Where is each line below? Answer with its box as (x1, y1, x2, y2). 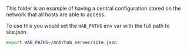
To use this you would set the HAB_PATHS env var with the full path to (6, 23, 170, 29)
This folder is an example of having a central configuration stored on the (6, 5, 181, 12)
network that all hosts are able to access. (6, 11, 106, 18)
